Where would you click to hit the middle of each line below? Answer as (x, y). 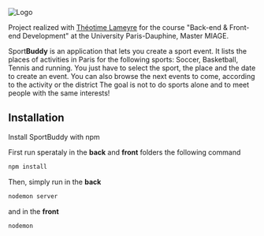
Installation (36, 118)
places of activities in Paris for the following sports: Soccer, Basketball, (123, 60)
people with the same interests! (59, 93)
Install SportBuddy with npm (54, 137)
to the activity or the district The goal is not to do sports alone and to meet (129, 84)
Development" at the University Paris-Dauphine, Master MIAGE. (126, 36)
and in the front (33, 211)
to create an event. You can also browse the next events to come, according (132, 76)
